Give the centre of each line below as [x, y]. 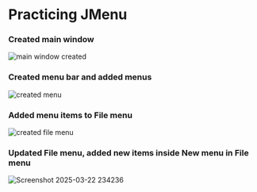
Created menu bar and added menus [80, 77]
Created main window [52, 40]
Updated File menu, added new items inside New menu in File [128, 153]
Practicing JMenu [68, 15]
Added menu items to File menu [71, 115]
